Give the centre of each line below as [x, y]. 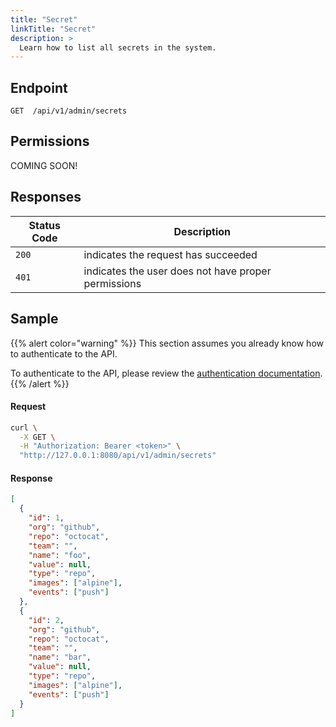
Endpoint [39, 87]
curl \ [24, 427]
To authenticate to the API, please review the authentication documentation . [166, 373]
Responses [46, 197]
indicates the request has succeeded [170, 254]
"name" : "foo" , [60, 555]
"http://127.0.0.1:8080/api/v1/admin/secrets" [118, 456]
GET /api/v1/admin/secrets [69, 111]
